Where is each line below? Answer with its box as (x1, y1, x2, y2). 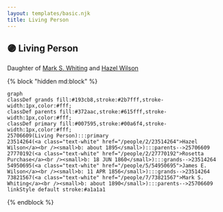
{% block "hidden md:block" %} (7, 77, 98, 85)
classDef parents (7, 109, 57, 116)
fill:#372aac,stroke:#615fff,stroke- (59, 109, 167, 116)
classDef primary (7, 120, 57, 127)
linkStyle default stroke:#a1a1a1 (7, 186, 106, 194)
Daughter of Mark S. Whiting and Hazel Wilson (7, 64, 139, 72)
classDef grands (7, 96, 54, 103)
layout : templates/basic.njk (7, 10, 91, 17)
